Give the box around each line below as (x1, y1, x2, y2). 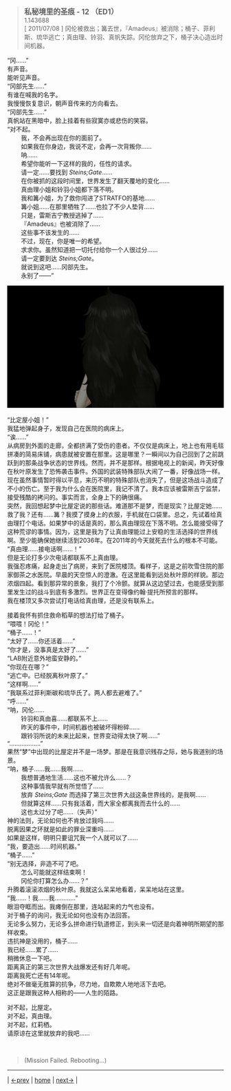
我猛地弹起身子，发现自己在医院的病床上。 (7, 424, 128, 433)
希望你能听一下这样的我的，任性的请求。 (20, 160, 135, 167)
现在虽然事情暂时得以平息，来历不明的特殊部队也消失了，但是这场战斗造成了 (7, 475, 224, 484)
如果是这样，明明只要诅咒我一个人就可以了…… (7, 833, 139, 842)
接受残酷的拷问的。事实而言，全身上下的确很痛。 (7, 492, 146, 501)
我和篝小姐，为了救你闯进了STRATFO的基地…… (20, 194, 155, 202)
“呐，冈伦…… (7, 705, 45, 714)
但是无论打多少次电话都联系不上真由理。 (7, 553, 122, 561)
